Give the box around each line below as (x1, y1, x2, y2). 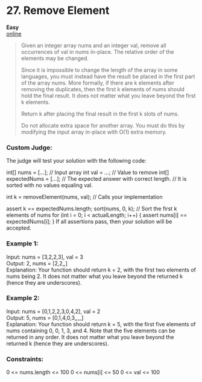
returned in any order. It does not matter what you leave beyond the (6, 333, 174, 340)
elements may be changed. (21, 54, 89, 62)
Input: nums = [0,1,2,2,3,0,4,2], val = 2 (6, 308, 101, 315)
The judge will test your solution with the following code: (6, 157, 147, 164)
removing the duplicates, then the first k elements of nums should (21, 85, 185, 92)
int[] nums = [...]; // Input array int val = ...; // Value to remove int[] (6, 169, 169, 176)
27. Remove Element (6, 4, 110, 18)
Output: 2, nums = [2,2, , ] (6, 259, 68, 267)
